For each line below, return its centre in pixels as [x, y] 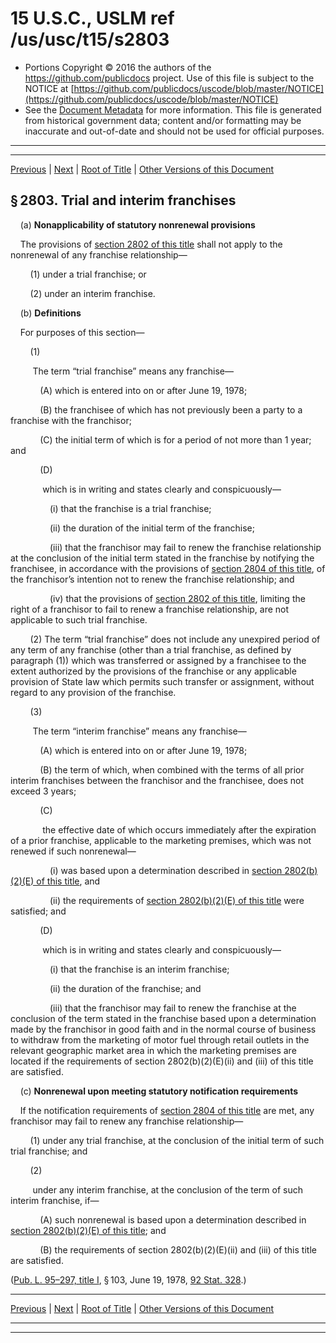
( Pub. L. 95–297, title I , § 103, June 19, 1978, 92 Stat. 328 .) [128, 1279]
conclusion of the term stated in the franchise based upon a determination [163, 1018]
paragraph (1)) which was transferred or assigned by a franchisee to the [158, 660]
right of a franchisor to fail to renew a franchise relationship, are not [150, 609]
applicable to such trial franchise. [79, 619]
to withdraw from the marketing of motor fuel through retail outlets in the [160, 1039]
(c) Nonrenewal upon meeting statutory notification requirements [159, 1091]
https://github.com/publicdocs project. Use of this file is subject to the [169, 78]
